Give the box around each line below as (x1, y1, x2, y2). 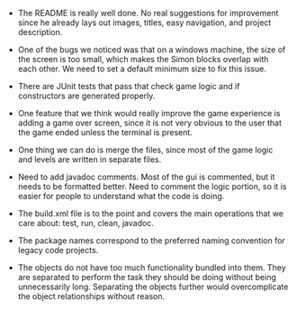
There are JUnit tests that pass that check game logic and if (17, 81, 240, 91)
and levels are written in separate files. (17, 154, 162, 165)
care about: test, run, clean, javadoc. (17, 218, 155, 228)
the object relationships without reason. (17, 291, 166, 301)
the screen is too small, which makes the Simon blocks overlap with (17, 54, 269, 64)
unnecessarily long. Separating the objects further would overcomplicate (17, 281, 289, 292)
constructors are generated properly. (17, 90, 156, 101)
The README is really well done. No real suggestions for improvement (17, 8, 279, 18)
